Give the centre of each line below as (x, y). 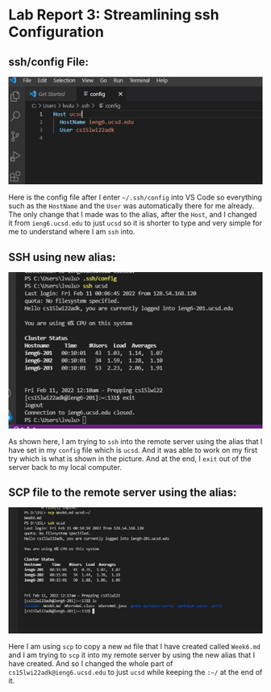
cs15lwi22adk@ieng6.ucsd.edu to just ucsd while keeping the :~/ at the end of (135, 673)
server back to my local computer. (65, 467)
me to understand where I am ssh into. (72, 232)
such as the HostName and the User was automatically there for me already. (131, 206)
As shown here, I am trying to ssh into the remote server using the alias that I (135, 441)
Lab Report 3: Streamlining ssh (114, 15)
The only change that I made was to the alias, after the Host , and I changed (133, 215)
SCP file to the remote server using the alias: (123, 493)
